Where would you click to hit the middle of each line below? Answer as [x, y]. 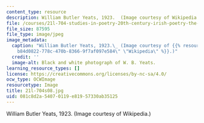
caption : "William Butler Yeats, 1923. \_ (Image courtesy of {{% [96, 46]
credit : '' [25, 57]
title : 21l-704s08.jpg [35, 91]
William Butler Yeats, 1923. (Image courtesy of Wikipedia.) [79, 113]
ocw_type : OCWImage [31, 79]
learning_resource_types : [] [43, 68]
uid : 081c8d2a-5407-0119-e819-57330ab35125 [62, 96]
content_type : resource [36, 12]
